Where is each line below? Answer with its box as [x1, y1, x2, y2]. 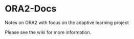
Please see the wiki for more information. [5, 29, 92, 35]
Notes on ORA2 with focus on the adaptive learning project [5, 19, 129, 25]
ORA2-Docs [5, 3, 57, 14]
